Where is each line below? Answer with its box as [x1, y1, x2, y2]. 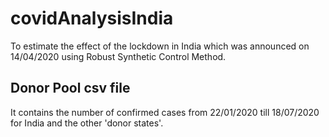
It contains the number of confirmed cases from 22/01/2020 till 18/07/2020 [10, 106, 320, 118]
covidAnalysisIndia [10, 7, 174, 30]
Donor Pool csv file [10, 80, 131, 97]
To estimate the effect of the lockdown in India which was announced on [10, 40, 310, 52]
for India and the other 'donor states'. [10, 117, 164, 129]
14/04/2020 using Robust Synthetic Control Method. [10, 50, 227, 62]
